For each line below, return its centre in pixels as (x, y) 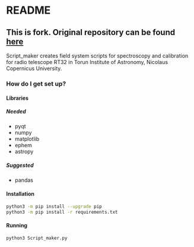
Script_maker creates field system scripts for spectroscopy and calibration (97, 56)
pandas (24, 180)
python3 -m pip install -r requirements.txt (62, 212)
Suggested (20, 165)
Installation (20, 194)
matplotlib (27, 139)
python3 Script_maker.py (37, 238)
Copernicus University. (34, 68)
